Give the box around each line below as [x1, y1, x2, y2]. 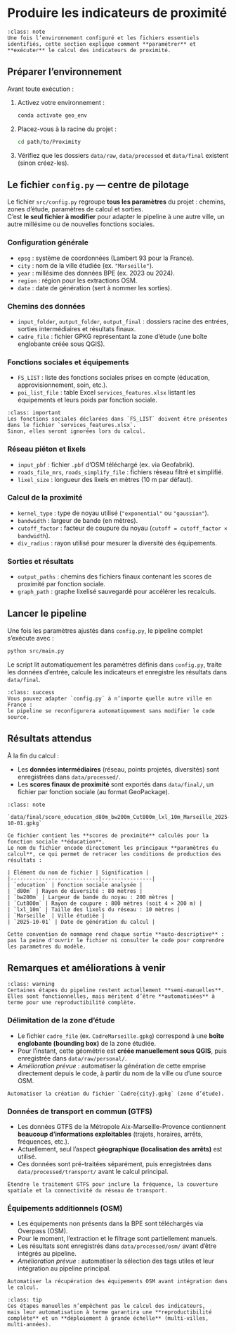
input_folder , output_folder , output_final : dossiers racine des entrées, [17, 317, 229, 326]
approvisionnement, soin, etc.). [17, 381, 107, 389]
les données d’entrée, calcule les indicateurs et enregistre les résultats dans [7, 667, 227, 676]
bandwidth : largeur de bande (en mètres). [17, 516, 138, 524]
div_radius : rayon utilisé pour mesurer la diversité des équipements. [17, 538, 218, 547]
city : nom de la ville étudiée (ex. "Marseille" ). [17, 261, 154, 269]
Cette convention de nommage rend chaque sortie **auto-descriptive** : [7, 930, 225, 938]
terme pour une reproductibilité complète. [7, 999, 137, 1006]
